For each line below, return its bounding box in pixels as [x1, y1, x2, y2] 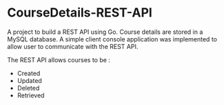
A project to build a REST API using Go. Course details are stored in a [7, 28, 203, 36]
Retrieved [17, 91, 45, 99]
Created [17, 69, 41, 77]
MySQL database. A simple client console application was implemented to [7, 35, 217, 43]
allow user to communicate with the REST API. [7, 42, 139, 50]
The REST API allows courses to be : [7, 55, 110, 64]
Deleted [17, 84, 40, 92]
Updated [17, 76, 43, 84]
